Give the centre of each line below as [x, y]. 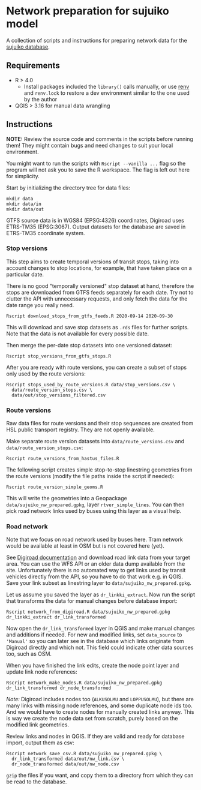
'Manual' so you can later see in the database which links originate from [95, 641]
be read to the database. [37, 782]
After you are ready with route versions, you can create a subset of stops [97, 367]
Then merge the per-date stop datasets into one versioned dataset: [89, 345]
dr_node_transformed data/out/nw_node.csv [65, 764]
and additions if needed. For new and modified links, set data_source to [94, 635]
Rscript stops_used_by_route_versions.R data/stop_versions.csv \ [91, 385]
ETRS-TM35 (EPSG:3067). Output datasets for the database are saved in [96, 227]
